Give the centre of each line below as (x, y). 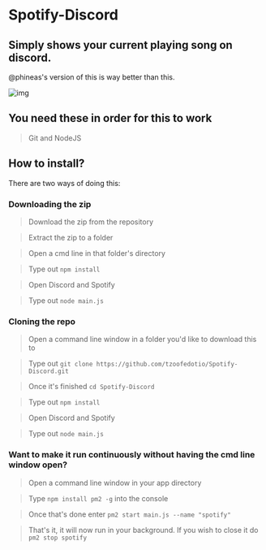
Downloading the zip (50, 204)
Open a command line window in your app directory (115, 483)
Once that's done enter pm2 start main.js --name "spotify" (129, 514)
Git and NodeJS (55, 138)
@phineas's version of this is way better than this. (92, 77)
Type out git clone (60, 364)
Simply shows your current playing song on (120, 45)
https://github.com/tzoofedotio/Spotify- (167, 364)
